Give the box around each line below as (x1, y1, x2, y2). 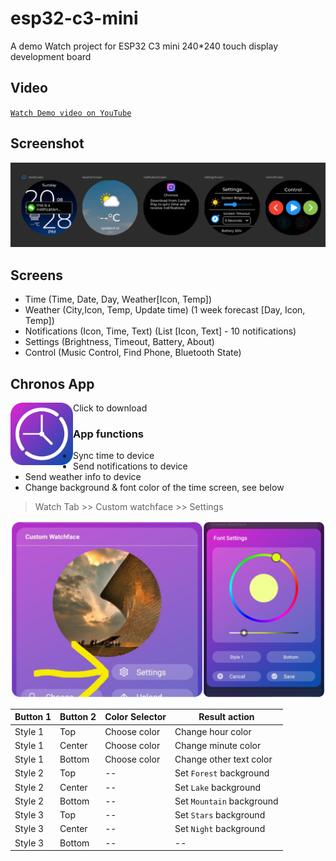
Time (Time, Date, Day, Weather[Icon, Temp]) (24, 293, 213, 306)
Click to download (73, 402, 148, 414)
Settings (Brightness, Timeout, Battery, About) (24, 336, 215, 348)
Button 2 (59, 711, 97, 723)
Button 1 (14, 711, 52, 723)
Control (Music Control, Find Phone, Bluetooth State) (24, 347, 242, 359)
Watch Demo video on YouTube (10, 108, 132, 118)
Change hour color (174, 725, 252, 737)
